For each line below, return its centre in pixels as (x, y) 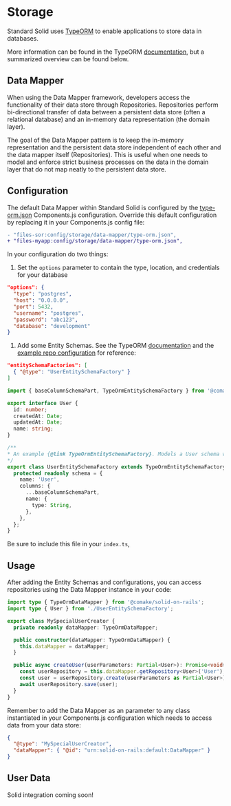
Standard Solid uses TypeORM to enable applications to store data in (104, 31)
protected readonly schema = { (58, 473)
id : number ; (31, 410)
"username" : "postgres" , (49, 313)
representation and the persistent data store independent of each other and (114, 147)
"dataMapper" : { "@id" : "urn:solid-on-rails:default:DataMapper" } (112, 751)
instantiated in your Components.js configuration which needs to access (110, 718)
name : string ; (33, 429)
